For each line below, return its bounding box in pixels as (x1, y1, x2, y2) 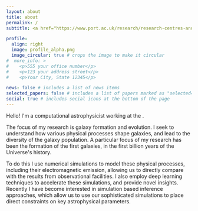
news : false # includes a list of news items (6, 85, 120, 91)
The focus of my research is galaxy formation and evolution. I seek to (6, 124, 174, 131)
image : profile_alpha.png (11, 47, 75, 53)
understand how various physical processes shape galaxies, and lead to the (6, 129, 190, 137)
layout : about (6, 8, 41, 15)
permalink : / (6, 20, 38, 25)
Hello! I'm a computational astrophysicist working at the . (6, 112, 144, 119)
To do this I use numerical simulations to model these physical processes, (6, 160, 186, 167)
